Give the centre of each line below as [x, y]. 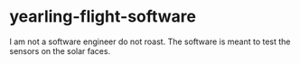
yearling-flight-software [103, 17]
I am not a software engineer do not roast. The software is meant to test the [150, 41]
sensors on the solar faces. [60, 50]
